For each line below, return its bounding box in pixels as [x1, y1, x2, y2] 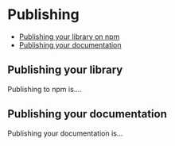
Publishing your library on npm [18, 32, 120, 41]
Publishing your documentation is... [7, 129, 123, 138]
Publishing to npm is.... [7, 84, 83, 94]
